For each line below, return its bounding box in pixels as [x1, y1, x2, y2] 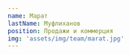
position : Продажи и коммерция [7, 27, 114, 35]
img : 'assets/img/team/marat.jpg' [7, 34, 125, 43]
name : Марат [7, 11, 48, 20]
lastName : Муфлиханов [7, 19, 81, 27]
